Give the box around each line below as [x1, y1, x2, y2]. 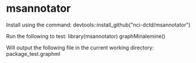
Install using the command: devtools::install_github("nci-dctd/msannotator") [6, 21, 191, 28]
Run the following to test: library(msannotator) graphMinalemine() [6, 32, 166, 39]
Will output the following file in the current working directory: [6, 44, 154, 51]
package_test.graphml [6, 50, 61, 57]
